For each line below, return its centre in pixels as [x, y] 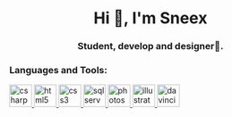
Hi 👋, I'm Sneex [150, 18]
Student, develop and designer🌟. [150, 46]
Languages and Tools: [58, 71]
